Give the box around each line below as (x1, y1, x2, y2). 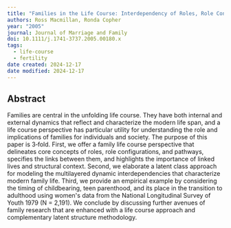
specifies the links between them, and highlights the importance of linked (7, 155, 215, 163)
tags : (7, 42, 23, 49)
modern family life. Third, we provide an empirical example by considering (7, 176, 217, 185)
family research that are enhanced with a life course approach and (7, 206, 196, 214)
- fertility (13, 55, 48, 62)
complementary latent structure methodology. (7, 214, 137, 222)
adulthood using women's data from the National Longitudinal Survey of (7, 192, 211, 200)
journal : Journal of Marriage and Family (7, 29, 128, 36)
